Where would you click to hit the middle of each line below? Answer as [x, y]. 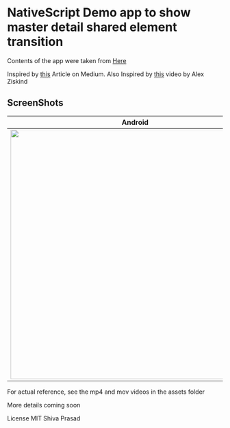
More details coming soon [44, 405]
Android [135, 122]
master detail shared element [92, 27]
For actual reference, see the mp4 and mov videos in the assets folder [106, 392]
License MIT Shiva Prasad [44, 418]
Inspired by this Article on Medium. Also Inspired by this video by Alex [105, 74]
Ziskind [17, 81]
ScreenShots [35, 103]
